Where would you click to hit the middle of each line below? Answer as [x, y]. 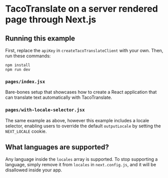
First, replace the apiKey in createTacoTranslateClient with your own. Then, [84, 50]
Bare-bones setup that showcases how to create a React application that [81, 92]
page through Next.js [51, 20]
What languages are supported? [57, 147]
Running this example [40, 38]
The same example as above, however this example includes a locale [77, 120]
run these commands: [28, 56]
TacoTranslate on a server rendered [82, 9]
